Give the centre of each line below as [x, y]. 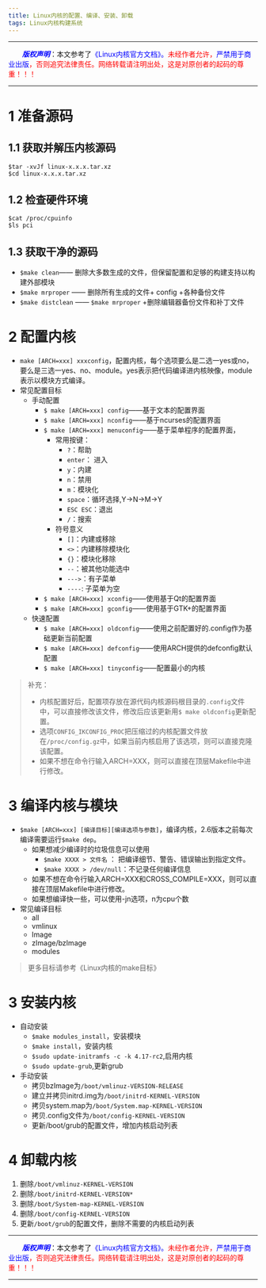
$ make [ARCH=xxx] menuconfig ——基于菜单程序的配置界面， [141, 430]
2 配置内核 [42, 337]
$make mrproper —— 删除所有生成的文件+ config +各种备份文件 [122, 292]
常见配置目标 [40, 390]
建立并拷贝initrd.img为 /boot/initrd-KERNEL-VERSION [116, 1095]
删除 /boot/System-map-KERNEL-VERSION [82, 1203]
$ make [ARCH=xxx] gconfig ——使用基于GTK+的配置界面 [135, 608]
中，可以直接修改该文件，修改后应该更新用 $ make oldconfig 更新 [144, 711]
